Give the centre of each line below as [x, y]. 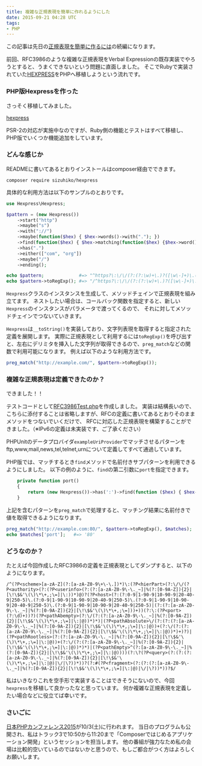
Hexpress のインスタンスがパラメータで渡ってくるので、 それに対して [91, 309]
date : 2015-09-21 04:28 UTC [41, 17]
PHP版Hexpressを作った [42, 91]
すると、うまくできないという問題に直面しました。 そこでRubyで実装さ [105, 67]
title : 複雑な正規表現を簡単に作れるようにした [58, 12]
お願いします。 [25, 757]
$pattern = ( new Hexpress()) [43, 214]
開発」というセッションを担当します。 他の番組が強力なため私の [106, 742]
